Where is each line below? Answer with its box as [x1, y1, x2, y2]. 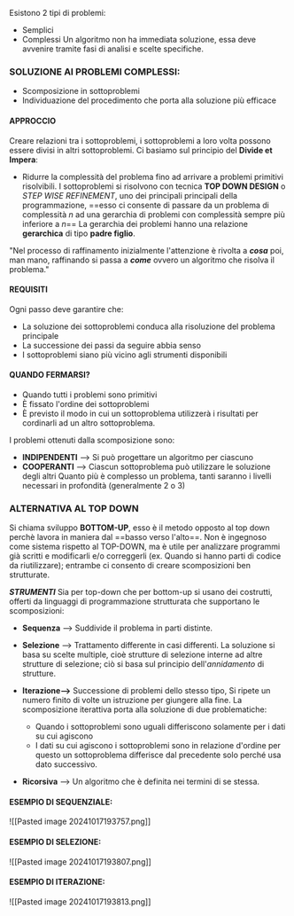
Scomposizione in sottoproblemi [21, 86, 140, 97]
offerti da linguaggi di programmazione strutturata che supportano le [9, 596, 260, 607]
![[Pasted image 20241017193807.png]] [9, 856, 152, 867]
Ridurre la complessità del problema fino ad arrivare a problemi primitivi [21, 171, 283, 182]
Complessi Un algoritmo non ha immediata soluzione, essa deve [21, 35, 257, 44]
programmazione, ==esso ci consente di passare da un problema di [21, 200, 270, 210]
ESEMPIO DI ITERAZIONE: [9, 877, 105, 888]
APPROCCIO [9, 115, 57, 126]
